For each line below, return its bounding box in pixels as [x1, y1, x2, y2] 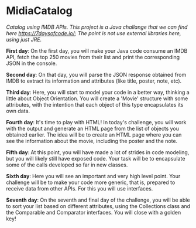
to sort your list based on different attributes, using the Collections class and [6, 202, 191, 209]
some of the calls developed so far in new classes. [6, 161, 128, 168]
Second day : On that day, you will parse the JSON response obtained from [6, 71, 187, 78]
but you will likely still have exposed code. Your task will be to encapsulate [6, 155, 185, 162]
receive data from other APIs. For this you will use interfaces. [6, 185, 153, 192]
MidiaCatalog [6, 4, 73, 18]
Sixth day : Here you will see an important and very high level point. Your [6, 172, 181, 179]
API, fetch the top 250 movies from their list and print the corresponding [6, 53, 180, 60]
